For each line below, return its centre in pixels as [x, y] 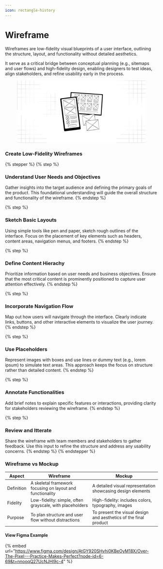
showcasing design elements [121, 491]
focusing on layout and [53, 488]
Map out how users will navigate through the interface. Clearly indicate [76, 317]
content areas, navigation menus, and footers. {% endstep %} [67, 241]
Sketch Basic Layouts [31, 220]
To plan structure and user [57, 515]
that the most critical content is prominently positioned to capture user [75, 279]
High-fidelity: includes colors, [122, 500]
